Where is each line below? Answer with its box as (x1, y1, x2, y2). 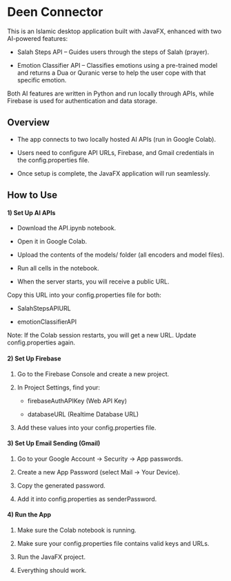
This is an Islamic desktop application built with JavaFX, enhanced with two (7, 27, 222, 35)
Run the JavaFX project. (17, 553, 86, 561)
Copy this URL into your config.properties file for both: (7, 291, 162, 299)
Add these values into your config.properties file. (17, 423, 157, 432)
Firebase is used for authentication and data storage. (7, 96, 157, 104)
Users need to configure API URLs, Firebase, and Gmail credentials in (17, 148, 214, 156)
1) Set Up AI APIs (7, 208, 56, 216)
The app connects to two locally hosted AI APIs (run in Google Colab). (17, 135, 216, 143)
